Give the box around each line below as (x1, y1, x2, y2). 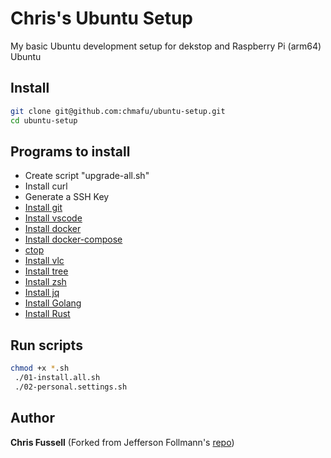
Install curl (24, 180, 68, 192)
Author (10, 410, 55, 427)
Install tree (24, 265, 69, 277)
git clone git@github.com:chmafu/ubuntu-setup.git (10, 106, 226, 116)
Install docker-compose (24, 233, 123, 246)
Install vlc (24, 255, 65, 267)
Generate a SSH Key (24, 191, 110, 203)
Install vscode (24, 212, 83, 224)
